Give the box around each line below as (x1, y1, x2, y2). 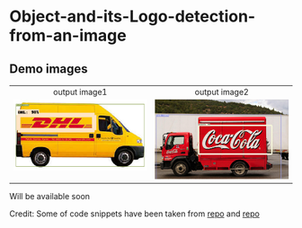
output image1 (53, 86, 108, 97)
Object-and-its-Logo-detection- (9, 6, 256, 27)
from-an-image (9, 25, 128, 46)
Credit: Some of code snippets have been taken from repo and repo (9, 208, 261, 219)
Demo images (9, 61, 88, 76)
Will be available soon (9, 190, 91, 201)
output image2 (194, 86, 249, 97)
